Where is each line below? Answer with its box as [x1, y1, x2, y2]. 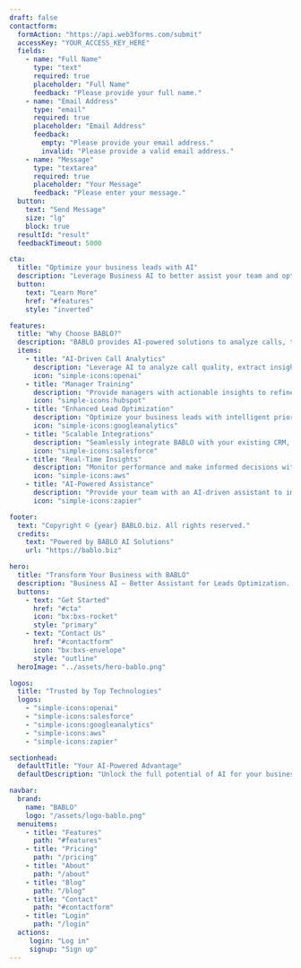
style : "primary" [32, 620, 99, 629]
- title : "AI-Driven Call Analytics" [25, 355, 167, 364]
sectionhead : [9, 753, 58, 762]
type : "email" [32, 105, 87, 114]
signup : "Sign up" [29, 945, 99, 954]
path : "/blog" [32, 886, 87, 895]
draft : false [9, 13, 58, 22]
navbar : [9, 787, 39, 796]
